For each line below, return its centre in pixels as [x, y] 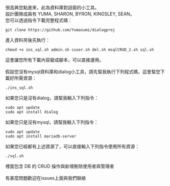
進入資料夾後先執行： [28, 40]
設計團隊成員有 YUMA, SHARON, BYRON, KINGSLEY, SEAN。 [70, 14]
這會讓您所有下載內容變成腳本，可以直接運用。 [54, 60]
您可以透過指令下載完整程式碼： [39, 20]
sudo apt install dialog [32, 112]
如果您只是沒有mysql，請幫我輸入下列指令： [52, 122]
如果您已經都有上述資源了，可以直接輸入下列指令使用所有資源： [72, 146]
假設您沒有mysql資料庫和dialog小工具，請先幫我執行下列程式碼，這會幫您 [83, 72]
